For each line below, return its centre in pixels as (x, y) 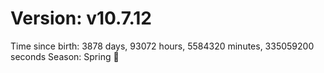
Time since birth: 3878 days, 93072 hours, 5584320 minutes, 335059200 (162, 46)
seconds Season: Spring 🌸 (65, 56)
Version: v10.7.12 (81, 18)
